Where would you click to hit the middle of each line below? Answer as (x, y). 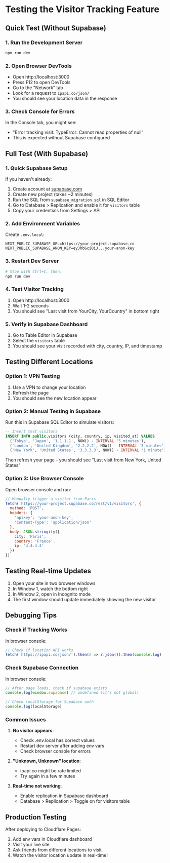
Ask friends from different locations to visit (57, 850)
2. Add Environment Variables (42, 223)
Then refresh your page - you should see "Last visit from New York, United (83, 460)
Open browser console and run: (38, 489)
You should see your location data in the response (65, 99)
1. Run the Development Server (44, 43)
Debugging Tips (31, 616)
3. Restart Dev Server (32, 261)
